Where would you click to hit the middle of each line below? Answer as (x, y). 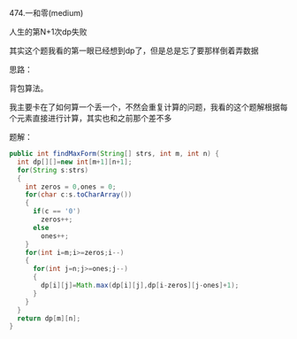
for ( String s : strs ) (53, 170)
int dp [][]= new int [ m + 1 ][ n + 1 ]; (75, 162)
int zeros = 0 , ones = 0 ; (71, 187)
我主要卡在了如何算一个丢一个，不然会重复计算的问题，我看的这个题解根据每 (148, 107)
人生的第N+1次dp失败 (48, 32)
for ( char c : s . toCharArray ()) (79, 195)
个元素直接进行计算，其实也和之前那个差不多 (91, 118)
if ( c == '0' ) (57, 212)
